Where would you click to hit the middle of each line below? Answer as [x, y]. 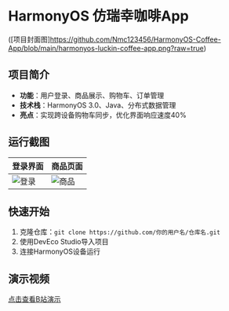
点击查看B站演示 [35, 299]
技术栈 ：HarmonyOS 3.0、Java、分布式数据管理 [98, 105]
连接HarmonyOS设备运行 [60, 251]
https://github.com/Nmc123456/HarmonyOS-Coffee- [135, 39]
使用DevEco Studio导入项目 [64, 242]
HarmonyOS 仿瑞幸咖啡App [99, 16]
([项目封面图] [29, 39]
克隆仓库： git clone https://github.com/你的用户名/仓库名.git [120, 232]
